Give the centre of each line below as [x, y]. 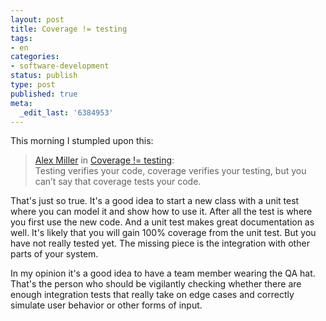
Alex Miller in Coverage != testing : [104, 160]
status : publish [44, 76]
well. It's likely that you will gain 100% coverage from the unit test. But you [163, 233]
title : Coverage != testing [69, 29]
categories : [35, 57]
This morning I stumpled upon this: [82, 141]
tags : [21, 38]
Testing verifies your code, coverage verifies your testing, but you [170, 171]
